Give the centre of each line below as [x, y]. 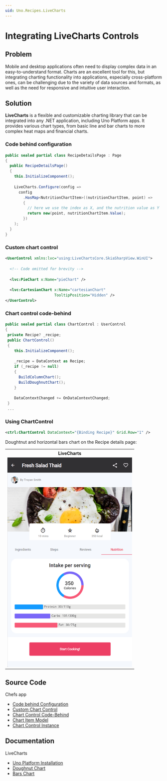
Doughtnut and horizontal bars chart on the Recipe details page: [71, 442]
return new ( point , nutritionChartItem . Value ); [77, 213]
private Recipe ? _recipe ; [34, 335]
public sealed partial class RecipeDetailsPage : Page [63, 155]
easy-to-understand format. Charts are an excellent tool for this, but [75, 72]
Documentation [30, 741]
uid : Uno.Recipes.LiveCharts [35, 11]
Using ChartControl [29, 422]
